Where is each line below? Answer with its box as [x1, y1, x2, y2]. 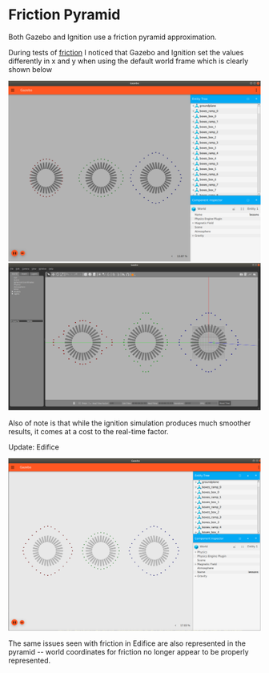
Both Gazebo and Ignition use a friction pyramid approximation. [8, 32, 218, 42]
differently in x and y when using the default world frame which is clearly [8, 56, 249, 66]
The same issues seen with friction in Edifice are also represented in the [8, 639, 247, 648]
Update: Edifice [8, 442, 60, 452]
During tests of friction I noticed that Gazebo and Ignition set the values [8, 47, 244, 57]
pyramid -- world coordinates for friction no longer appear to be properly [8, 647, 250, 657]
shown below [8, 64, 53, 74]
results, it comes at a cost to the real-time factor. [8, 427, 169, 437]
